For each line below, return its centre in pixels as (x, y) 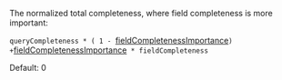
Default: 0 (28, 68)
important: (29, 23)
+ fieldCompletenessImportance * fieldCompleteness (109, 50)
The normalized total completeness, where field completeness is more (141, 13)
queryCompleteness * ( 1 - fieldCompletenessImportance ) (121, 40)
